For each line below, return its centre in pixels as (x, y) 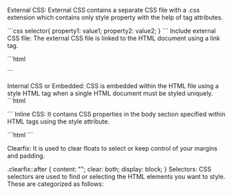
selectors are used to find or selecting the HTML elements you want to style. (116, 177)
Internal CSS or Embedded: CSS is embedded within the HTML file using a (113, 86)
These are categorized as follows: (55, 184)
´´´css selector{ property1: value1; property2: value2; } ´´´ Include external (111, 31)
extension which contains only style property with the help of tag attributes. (115, 17)
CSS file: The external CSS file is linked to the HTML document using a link (114, 38)
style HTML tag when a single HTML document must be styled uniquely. (110, 93)
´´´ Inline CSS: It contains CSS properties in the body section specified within (116, 114)
